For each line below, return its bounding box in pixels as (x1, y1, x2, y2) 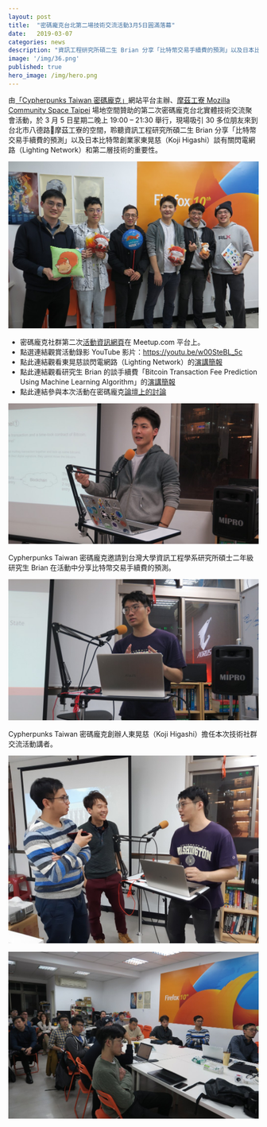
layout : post (8, 13, 52, 21)
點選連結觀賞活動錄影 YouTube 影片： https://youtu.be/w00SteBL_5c (19, 347, 243, 357)
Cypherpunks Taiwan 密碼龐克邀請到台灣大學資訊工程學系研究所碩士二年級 (8, 553, 254, 563)
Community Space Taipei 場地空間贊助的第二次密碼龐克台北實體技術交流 (8, 105, 246, 114)
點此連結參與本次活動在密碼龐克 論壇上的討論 (19, 386, 167, 397)
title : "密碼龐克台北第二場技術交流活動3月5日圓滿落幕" (8, 21, 176, 29)
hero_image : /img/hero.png (8, 72, 98, 79)
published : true (8, 64, 62, 72)
